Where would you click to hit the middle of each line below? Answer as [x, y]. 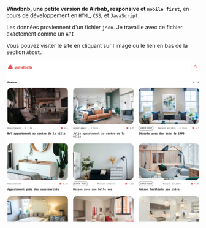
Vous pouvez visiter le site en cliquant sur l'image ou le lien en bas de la [97, 46]
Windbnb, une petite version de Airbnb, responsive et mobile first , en [98, 9]
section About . [24, 52]
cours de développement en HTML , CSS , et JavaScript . [73, 15]
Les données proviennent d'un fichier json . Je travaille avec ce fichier [94, 27]
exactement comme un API [40, 34]
